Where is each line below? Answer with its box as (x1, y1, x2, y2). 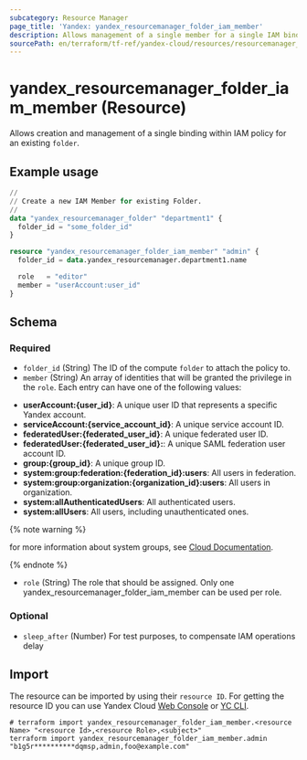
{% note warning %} (9, 524, 87, 535)
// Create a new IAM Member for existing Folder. (9, 196, 203, 206)
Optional (9, 609, 48, 622)
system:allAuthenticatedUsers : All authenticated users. (22, 497, 236, 508)
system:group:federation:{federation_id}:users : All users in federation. (22, 468, 297, 479)
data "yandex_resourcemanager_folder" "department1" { (9, 214, 223, 223)
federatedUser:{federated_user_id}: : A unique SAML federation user (22, 438, 286, 449)
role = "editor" (17, 272, 89, 281)
